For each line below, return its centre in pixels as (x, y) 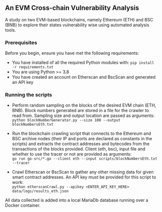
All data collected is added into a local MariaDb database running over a (77, 200)
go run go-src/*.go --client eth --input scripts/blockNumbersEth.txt (85, 159)
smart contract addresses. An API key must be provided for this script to (84, 177)
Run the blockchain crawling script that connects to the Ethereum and (81, 133)
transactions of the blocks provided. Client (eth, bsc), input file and (79, 149)
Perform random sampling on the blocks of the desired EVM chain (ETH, (84, 105)
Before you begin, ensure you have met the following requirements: (72, 53)
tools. (11, 30)
